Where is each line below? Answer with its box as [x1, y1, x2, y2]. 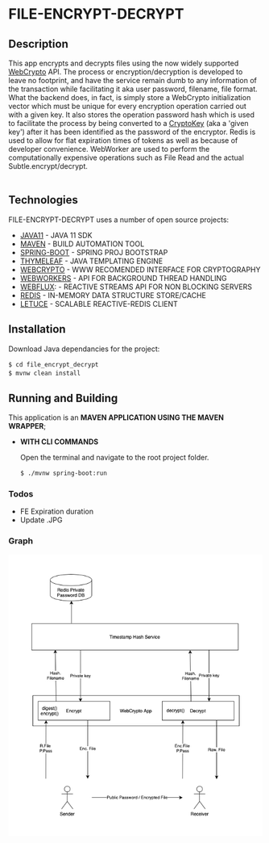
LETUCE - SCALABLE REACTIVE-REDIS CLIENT [19, 299, 179, 308]
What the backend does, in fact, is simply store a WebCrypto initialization [8, 93, 251, 102]
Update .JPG [19, 515, 63, 525]
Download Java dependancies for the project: [8, 344, 160, 354]
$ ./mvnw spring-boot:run [19, 469, 107, 477]
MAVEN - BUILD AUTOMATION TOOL [19, 239, 145, 249]
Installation [8, 322, 66, 336]
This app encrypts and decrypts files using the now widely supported [8, 58, 239, 68]
